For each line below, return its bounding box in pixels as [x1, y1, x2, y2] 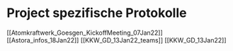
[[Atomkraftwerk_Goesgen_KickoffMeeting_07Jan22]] [6, 28, 164, 37]
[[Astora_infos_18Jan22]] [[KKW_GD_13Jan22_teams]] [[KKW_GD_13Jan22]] [6, 35, 227, 44]
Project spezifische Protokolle [6, 5, 187, 21]
